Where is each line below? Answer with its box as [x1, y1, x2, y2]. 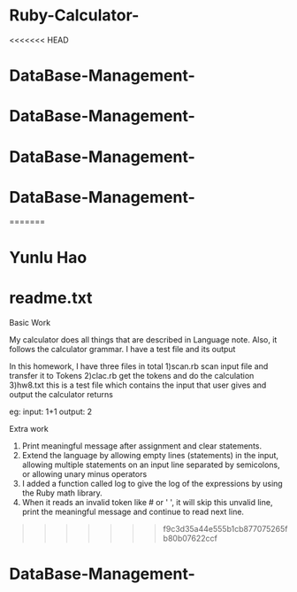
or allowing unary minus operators [21, 468, 148, 479]
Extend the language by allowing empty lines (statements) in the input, [21, 450, 279, 460]
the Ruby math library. [21, 488, 103, 498]
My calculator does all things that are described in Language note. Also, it [9, 334, 278, 345]
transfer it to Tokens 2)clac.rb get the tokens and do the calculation [9, 370, 255, 381]
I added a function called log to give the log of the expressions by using [21, 478, 283, 488]
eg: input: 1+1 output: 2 [9, 406, 93, 417]
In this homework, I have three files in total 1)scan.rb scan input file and [9, 360, 269, 372]
